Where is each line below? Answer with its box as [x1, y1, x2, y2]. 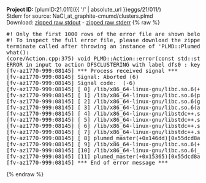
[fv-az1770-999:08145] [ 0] [6, 86, 91, 92]
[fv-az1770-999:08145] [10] [6, 147, 91, 154]
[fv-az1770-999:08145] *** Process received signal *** [6, 67, 178, 74]
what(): [6, 49, 29, 56]
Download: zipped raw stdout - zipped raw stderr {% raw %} [6, 19, 161, 26]
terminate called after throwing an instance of [6, 43, 155, 50]
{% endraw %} [6, 171, 44, 177]
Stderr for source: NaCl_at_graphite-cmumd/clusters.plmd [6, 12, 153, 20]
